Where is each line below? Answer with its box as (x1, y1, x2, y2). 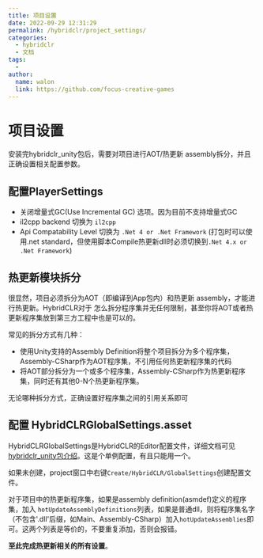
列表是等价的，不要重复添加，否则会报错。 (42, 524, 182, 533)
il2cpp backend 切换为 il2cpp (19, 217, 116, 226)
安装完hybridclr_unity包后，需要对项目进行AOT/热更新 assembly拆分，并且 (8, 150, 251, 159)
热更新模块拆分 (8, 271, 81, 284)
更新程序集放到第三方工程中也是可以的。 (8, 313, 140, 322)
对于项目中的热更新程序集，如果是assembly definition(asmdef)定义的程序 (8, 494, 247, 503)
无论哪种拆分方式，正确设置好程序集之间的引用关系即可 (8, 393, 188, 402)
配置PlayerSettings (8, 184, 103, 198)
